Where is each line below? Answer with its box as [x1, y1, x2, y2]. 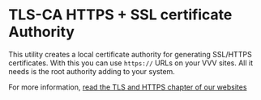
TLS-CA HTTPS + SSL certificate [8, 6, 233, 24]
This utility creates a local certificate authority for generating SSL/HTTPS [8, 49, 253, 59]
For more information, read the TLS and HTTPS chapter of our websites [8, 82, 247, 92]
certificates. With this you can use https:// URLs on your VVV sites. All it [8, 58, 254, 68]
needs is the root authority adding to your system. [8, 66, 176, 76]
